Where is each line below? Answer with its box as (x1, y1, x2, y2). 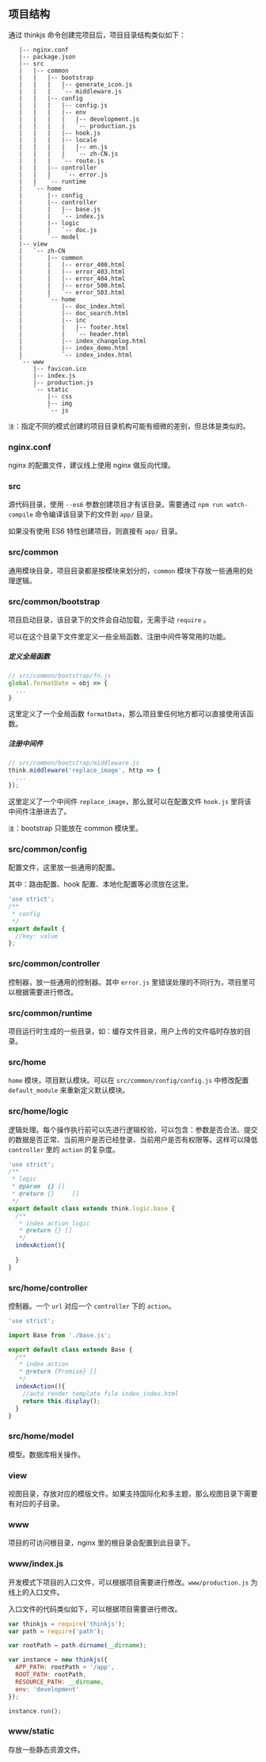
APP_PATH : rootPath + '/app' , (15, 1663, 115, 1672)
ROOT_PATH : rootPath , (15, 1671, 87, 1679)
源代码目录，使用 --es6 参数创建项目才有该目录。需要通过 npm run (8, 500, 223, 509)
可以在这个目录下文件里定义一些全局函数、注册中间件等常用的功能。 (8, 632, 230, 641)
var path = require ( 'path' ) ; (8, 1627, 104, 1635)
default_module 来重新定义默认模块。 (8, 1085, 130, 1095)
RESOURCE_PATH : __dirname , (15, 1678, 104, 1686)
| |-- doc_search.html (18, 309, 129, 317)
